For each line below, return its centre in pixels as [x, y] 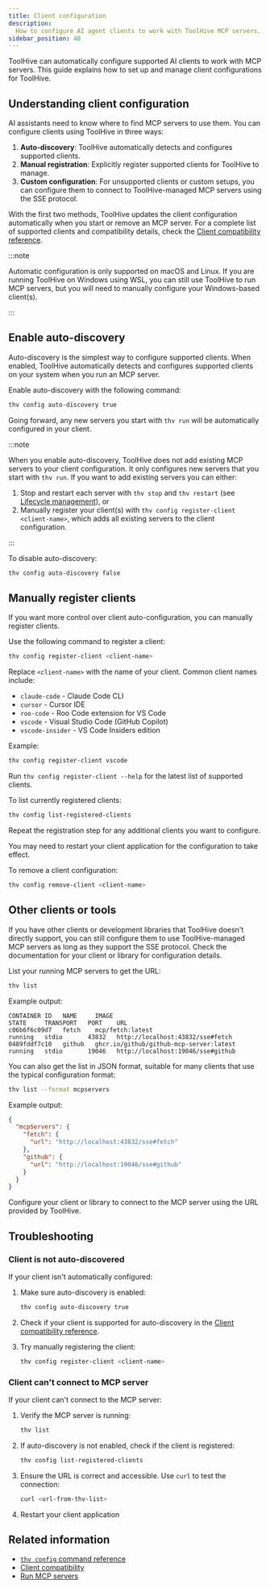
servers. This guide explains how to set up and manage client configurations [135, 70]
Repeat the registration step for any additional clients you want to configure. [135, 830]
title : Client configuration [57, 16]
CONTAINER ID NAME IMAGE [61, 1016]
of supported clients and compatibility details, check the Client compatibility [135, 231]
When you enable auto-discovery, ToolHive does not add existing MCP [126, 459]
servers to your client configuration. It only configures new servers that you [134, 468]
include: [22, 680]
